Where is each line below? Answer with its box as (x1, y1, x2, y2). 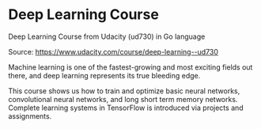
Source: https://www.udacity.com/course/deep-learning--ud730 (8, 47, 219, 56)
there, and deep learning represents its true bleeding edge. (8, 70, 201, 80)
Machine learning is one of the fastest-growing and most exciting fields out (8, 62, 253, 72)
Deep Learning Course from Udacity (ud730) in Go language (8, 32, 206, 41)
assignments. (8, 111, 52, 120)
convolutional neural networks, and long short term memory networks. (8, 94, 238, 104)
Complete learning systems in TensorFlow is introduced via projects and (8, 103, 244, 112)
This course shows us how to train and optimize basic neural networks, (8, 85, 240, 96)
